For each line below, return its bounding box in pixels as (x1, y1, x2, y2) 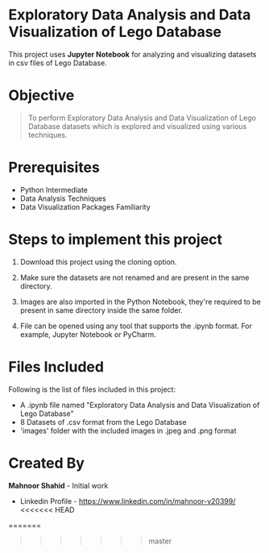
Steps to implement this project (8, 231, 223, 248)
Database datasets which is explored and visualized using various (27, 121, 247, 131)
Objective (8, 86, 75, 105)
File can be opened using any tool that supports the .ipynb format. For (19, 321, 252, 331)
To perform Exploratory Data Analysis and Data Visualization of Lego (27, 113, 256, 123)
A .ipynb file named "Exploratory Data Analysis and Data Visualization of (19, 400, 260, 410)
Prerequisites (8, 159, 101, 177)
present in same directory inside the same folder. (19, 305, 183, 315)
